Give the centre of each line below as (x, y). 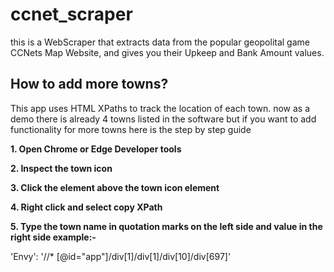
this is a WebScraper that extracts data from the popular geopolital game (160, 42)
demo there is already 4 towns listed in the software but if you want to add (163, 119)
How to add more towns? (89, 84)
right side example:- (53, 237)
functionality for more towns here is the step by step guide (131, 129)
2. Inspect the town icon (61, 168)
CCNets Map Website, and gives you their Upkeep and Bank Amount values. (167, 52)
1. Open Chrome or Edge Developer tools (96, 149)
